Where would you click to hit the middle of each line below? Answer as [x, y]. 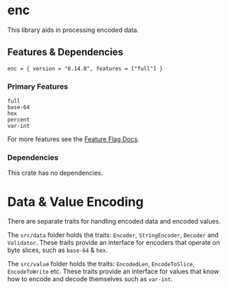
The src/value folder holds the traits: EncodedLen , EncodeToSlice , [101, 264]
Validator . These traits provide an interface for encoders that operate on [114, 243]
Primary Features [38, 86]
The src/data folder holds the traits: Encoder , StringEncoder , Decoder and [113, 235]
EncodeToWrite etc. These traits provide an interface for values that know [113, 271]
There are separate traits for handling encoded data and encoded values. [114, 222]
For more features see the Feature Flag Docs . [73, 139]
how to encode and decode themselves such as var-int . [90, 279]
